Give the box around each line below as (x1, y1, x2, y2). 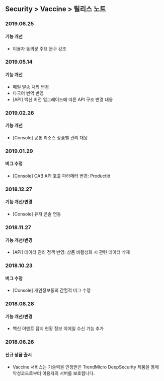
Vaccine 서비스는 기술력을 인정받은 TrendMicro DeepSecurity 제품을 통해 (12, 364, 159, 370)
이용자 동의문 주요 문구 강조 (12, 45, 67, 51)
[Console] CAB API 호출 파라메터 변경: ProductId (12, 173, 111, 179)
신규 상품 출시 (5, 351, 32, 357)
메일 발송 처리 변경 (12, 84, 49, 90)
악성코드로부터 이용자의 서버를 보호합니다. (12, 370, 95, 376)
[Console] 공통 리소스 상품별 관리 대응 (12, 134, 88, 140)
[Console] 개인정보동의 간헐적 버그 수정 (12, 287, 91, 294)
